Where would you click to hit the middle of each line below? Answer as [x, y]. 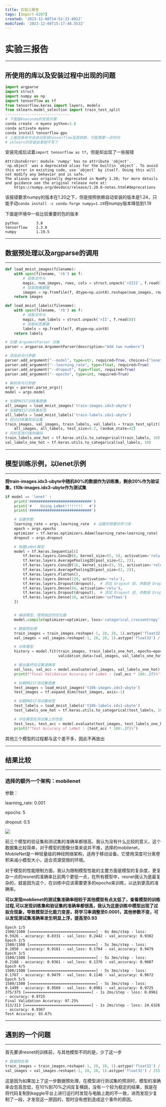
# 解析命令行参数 [20, 383]
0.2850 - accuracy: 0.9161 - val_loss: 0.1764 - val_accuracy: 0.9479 [79, 949]
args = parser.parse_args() [34, 388]
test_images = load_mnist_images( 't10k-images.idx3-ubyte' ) [77, 687]
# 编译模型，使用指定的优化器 [40, 615]
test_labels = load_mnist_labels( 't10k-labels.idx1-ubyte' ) [77, 706]
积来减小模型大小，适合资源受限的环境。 [46, 860]
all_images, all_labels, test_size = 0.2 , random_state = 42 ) [75, 429]
